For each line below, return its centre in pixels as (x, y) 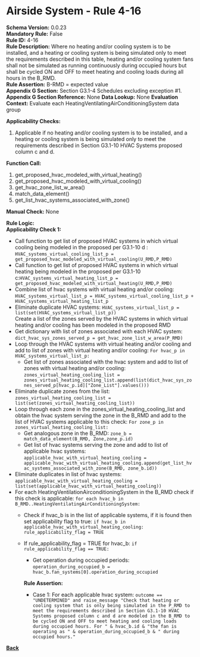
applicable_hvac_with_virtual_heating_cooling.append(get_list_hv (108, 463)
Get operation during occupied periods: (81, 560)
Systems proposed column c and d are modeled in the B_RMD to (111, 616)
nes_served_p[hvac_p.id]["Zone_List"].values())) (87, 385)
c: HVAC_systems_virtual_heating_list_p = (66, 277)
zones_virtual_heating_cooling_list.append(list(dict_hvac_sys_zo (108, 380)
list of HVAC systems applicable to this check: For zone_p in (89, 421)
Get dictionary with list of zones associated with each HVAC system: (99, 331)
